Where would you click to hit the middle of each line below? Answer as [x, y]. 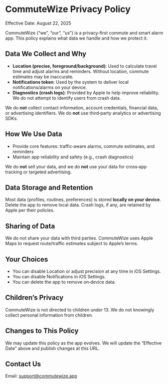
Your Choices [27, 259]
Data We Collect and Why [46, 54]
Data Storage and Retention [49, 187]
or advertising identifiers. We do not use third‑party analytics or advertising [83, 113]
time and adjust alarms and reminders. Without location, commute [80, 71]
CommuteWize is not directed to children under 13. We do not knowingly [80, 310]
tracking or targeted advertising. [38, 172]
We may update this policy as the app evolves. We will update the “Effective [83, 343]
